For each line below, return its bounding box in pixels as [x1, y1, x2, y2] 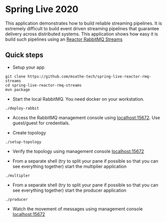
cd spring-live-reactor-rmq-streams [5, 83, 82, 88]
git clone [5, 74, 26, 79]
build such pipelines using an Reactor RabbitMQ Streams [5, 36, 123, 42]
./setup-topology [5, 139, 42, 144]
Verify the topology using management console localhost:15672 [12, 148, 144, 154]
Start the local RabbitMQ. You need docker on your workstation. [12, 96, 144, 102]
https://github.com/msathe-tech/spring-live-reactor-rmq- [27, 74, 151, 79]
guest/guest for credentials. [12, 120, 70, 126]
